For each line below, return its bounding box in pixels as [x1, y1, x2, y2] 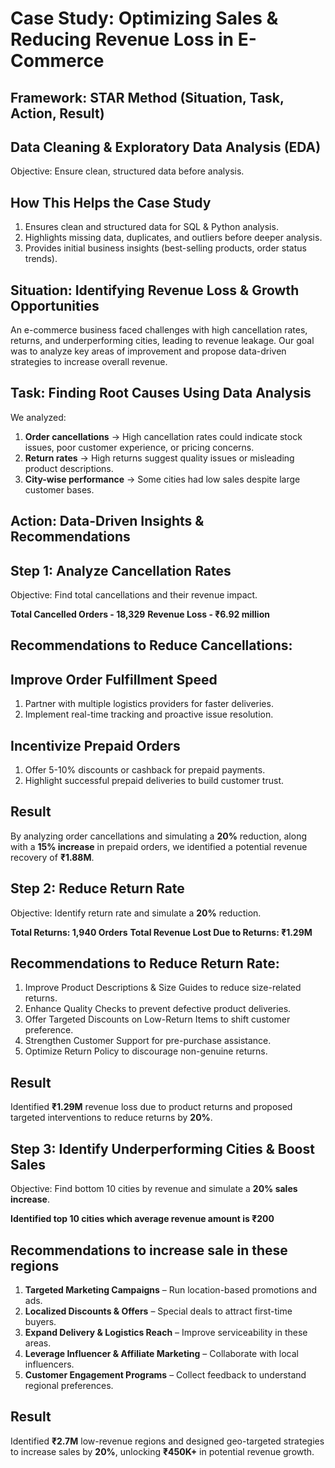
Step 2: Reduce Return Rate [10, 880, 185, 897]
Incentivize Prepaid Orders [10, 737, 181, 754]
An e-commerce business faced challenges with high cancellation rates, [10, 324, 308, 336]
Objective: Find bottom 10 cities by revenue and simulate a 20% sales [10, 1183, 298, 1195]
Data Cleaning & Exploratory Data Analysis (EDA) [10, 138, 322, 156]
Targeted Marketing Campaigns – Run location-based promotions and [24, 1283, 318, 1296]
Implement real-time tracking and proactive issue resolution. [24, 708, 274, 721]
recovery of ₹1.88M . [10, 851, 95, 863]
